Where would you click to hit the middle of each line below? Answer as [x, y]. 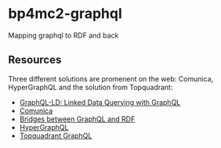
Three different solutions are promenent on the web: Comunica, [111, 78]
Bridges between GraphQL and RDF [77, 119]
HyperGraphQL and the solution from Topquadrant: [91, 87]
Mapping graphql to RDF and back [63, 35]
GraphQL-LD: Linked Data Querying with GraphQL [100, 102]
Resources [35, 60]
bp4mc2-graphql [65, 14]
